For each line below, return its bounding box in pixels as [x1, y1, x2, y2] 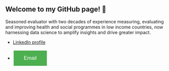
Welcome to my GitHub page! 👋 [5, 5, 107, 14]
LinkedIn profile [12, 39, 46, 45]
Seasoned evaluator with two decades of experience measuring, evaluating [5, 18, 164, 24]
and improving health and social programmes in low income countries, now [5, 24, 163, 30]
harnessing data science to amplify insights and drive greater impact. [5, 29, 151, 35]
